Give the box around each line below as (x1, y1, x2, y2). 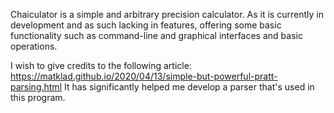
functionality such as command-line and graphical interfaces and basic (10, 30, 303, 41)
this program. (10, 92, 66, 103)
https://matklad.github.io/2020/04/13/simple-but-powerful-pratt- (10, 70, 278, 82)
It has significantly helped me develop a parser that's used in (63, 81, 315, 93)
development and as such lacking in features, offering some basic (10, 19, 282, 31)
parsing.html (10, 81, 63, 93)
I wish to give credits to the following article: (10, 60, 192, 71)
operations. (10, 40, 58, 52)
